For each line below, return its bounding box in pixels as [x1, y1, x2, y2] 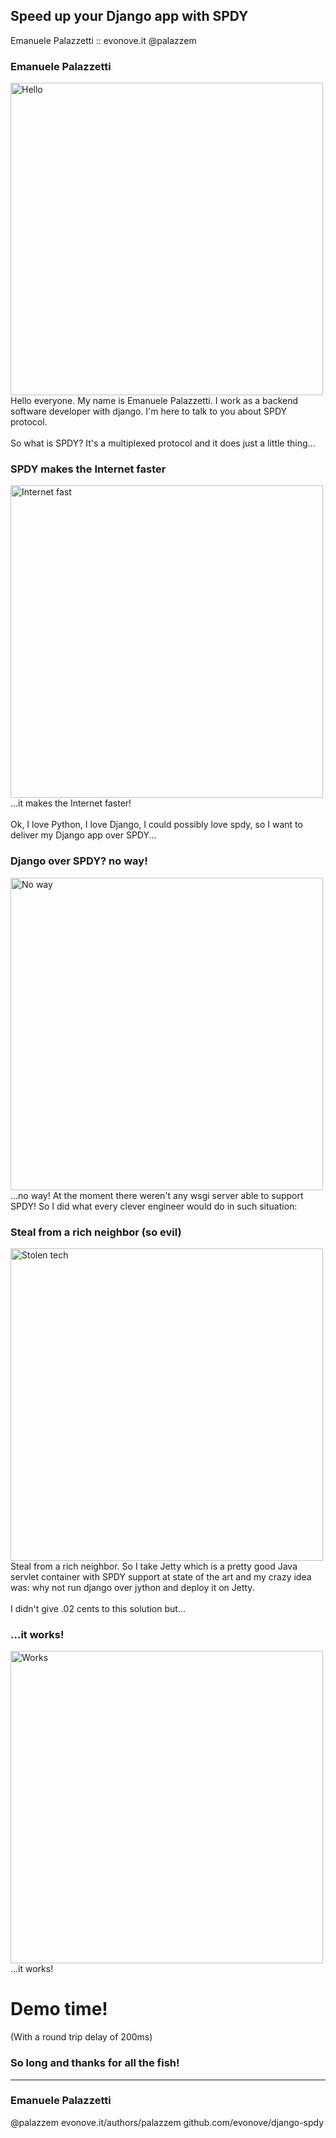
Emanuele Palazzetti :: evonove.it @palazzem [10, 34, 197, 46]
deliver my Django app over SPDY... [10, 829, 157, 841]
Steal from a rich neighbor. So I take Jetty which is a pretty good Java [10, 1560, 298, 1572]
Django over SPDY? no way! [10, 854, 148, 868]
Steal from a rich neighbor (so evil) [10, 1225, 182, 1239]
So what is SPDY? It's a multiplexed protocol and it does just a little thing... [10, 437, 316, 449]
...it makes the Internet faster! [10, 797, 132, 809]
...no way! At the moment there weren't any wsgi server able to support [10, 1189, 304, 1201]
